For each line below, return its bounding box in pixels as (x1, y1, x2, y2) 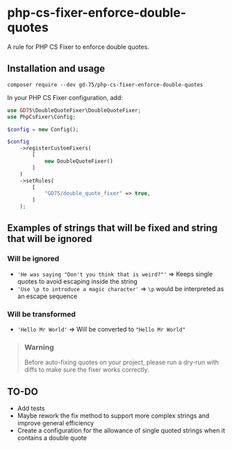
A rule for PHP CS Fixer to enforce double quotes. (7, 42, 149, 51)
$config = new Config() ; (7, 126, 79, 133)
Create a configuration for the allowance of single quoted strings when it (17, 426, 226, 435)
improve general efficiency (17, 419, 94, 427)
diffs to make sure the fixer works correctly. (24, 366, 149, 374)
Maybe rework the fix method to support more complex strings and (17, 411, 210, 420)
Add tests (17, 405, 45, 413)
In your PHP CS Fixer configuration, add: (7, 93, 124, 101)
